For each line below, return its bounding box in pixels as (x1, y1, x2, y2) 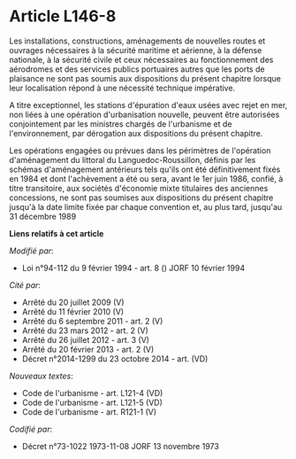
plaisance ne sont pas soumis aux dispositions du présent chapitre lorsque (9, 73, 281, 83)
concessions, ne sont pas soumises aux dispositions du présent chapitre (9, 192, 274, 203)
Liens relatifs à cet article (9, 228, 104, 238)
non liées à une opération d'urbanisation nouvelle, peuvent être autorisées (9, 109, 280, 120)
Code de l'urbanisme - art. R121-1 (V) (21, 406, 157, 417)
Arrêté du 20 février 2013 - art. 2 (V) (21, 344, 155, 354)
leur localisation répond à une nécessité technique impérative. (9, 82, 236, 93)
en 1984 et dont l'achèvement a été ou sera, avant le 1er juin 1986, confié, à (9, 173, 284, 183)
